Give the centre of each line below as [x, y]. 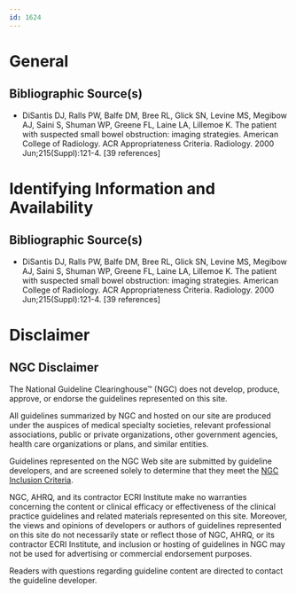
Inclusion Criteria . [41, 480]
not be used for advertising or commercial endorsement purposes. [131, 553]
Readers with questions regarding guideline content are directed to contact [146, 571]
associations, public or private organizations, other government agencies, [144, 434]
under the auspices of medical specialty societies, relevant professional [140, 425]
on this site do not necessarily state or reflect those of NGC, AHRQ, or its [142, 535]
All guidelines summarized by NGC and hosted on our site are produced [140, 415]
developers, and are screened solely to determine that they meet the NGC [144, 470]
